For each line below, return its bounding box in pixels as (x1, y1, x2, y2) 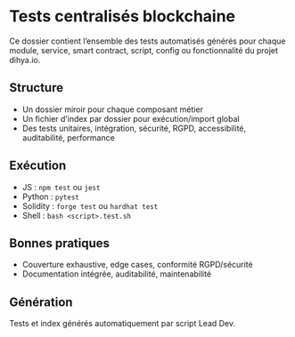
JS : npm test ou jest (21, 181, 101, 192)
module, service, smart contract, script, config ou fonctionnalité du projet (9, 44, 279, 55)
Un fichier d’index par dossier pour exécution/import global (21, 113, 240, 124)
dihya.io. (9, 54, 41, 65)
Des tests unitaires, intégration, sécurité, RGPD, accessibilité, (21, 123, 247, 133)
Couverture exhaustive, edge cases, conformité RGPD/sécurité (21, 260, 254, 270)
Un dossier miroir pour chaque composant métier (21, 104, 203, 115)
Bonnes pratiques (9, 236, 110, 251)
